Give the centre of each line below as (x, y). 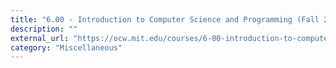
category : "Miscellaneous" (66, 47)
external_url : (40, 38)
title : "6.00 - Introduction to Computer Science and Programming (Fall (165, 19)
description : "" (44, 29)
